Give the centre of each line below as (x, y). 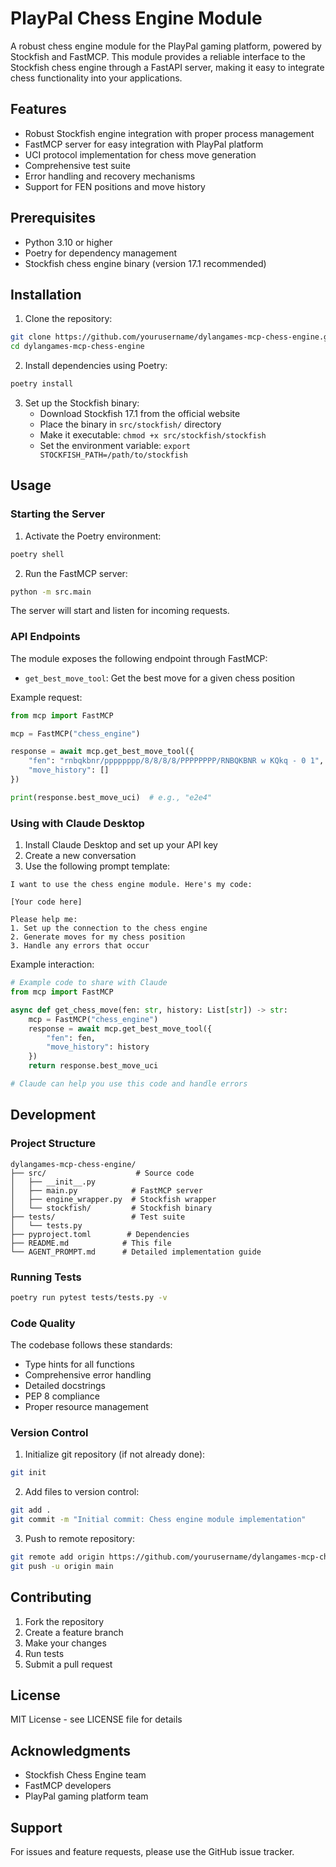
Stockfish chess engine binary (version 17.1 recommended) (145, 263)
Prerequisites (53, 218)
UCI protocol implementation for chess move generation (140, 154)
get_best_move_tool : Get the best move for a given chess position (160, 678)
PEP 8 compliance (62, 1396)
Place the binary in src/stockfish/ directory (130, 424)
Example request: (46, 697)
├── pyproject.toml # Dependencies (100, 1234)
